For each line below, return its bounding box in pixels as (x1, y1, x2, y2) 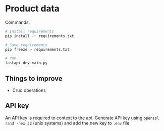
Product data (5, 3, 60, 14)
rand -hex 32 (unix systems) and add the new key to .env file (5, 120, 130, 126)
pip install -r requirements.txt (5, 33, 74, 39)
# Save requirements (5, 43, 48, 47)
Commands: (5, 19, 30, 25)
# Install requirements (5, 29, 55, 34)
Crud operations (12, 87, 46, 93)
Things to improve (5, 74, 63, 83)
